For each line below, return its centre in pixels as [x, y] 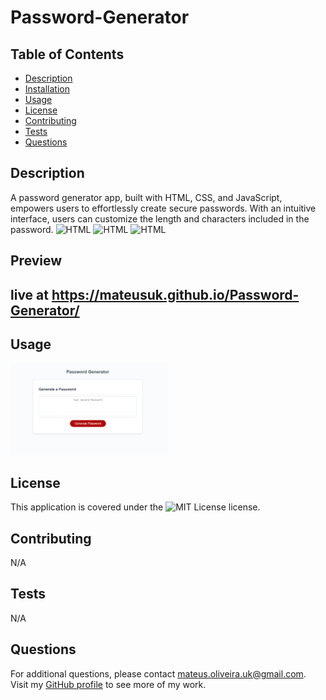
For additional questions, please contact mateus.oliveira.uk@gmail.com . [158, 673]
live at [29, 294]
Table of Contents [67, 54]
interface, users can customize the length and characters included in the [160, 218]
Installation [47, 89]
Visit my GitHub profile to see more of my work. [108, 684]
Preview [36, 261]
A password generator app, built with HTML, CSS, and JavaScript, [146, 197]
